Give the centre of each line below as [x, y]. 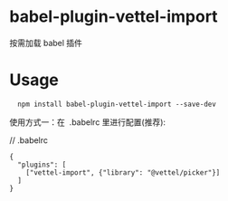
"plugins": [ [42, 165]
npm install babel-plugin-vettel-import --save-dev [117, 104]
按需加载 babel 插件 [46, 43]
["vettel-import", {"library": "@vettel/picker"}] [123, 172]
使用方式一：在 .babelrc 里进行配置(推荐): [87, 122]
